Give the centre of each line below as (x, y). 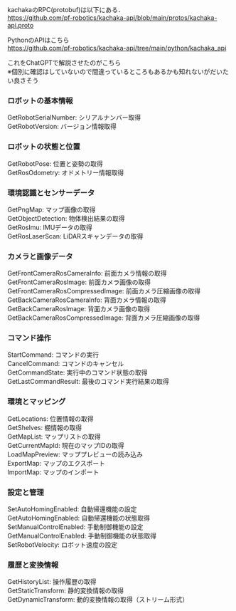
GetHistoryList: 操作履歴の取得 (52, 582)
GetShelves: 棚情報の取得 (45, 427)
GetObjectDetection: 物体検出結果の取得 (66, 218)
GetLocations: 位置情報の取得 (50, 419)
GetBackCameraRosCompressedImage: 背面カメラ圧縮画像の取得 (104, 318)
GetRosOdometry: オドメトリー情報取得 (66, 172)
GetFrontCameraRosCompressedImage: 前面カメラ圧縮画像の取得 (104, 291)
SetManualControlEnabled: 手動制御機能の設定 (75, 527)
